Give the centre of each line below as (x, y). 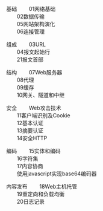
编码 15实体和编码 (33, 151)
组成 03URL (26, 44)
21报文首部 (30, 60)
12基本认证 (30, 123)
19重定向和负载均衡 (41, 194)
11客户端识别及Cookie (43, 115)
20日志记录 (31, 202)
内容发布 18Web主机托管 (42, 187)
